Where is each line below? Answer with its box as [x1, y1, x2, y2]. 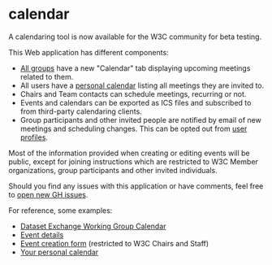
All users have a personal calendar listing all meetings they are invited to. [19, 80, 265, 90]
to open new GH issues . [8, 189, 89, 199]
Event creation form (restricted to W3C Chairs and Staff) [19, 238, 209, 248]
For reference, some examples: [8, 205, 113, 215]
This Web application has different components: [8, 47, 169, 57]
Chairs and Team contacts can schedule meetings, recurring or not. [19, 89, 247, 98]
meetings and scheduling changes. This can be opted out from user [19, 124, 248, 133]
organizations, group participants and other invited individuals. [8, 165, 218, 175]
